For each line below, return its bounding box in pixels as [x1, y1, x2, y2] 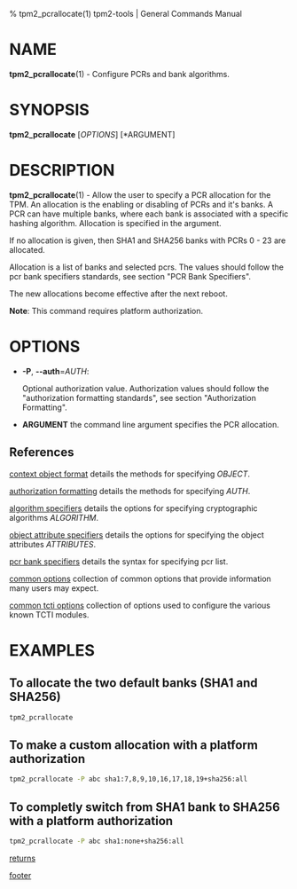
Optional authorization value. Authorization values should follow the [21, 382, 270, 394]
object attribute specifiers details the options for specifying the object [9, 529, 264, 540]
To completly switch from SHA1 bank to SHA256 [9, 799, 281, 814]
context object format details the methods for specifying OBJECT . [9, 468, 251, 479]
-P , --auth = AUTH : [21, 366, 90, 376]
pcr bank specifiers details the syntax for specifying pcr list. [9, 555, 229, 567]
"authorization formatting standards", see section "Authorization [21, 392, 257, 403]
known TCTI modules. [9, 609, 90, 620]
